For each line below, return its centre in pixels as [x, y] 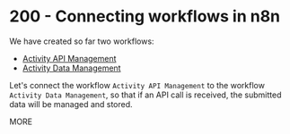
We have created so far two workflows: [82, 41]
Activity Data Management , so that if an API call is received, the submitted [145, 95]
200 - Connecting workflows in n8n [145, 17]
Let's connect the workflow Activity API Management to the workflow [137, 85]
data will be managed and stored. [71, 104]
